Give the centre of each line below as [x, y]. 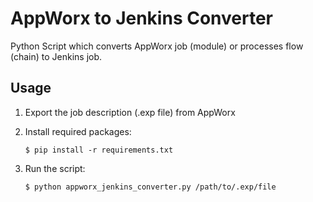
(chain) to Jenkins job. [56, 56]
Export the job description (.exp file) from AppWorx [130, 112]
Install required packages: [78, 131]
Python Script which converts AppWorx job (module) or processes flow [157, 46]
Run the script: [55, 168]
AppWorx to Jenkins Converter [141, 18]
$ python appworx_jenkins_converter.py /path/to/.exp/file [150, 187]
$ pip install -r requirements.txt [99, 150]
